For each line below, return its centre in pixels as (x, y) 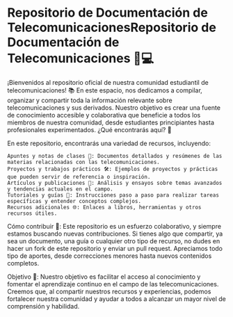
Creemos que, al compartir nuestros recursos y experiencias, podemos (109, 291)
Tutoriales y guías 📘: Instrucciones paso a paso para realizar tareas (113, 195)
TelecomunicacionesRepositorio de (112, 27)
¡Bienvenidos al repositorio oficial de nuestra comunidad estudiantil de (108, 82)
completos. (23, 263)
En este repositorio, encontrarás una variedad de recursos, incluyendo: (109, 143)
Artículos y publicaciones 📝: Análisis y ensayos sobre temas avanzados (115, 183)
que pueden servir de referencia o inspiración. (79, 177)
